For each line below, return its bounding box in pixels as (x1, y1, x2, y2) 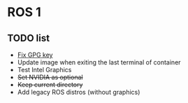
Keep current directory (17, 81, 83, 88)
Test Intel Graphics (17, 66, 72, 74)
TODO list (7, 32, 50, 44)
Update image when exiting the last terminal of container (17, 58, 181, 67)
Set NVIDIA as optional (17, 73, 83, 81)
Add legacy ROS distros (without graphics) (17, 88, 140, 96)
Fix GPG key (17, 50, 53, 59)
